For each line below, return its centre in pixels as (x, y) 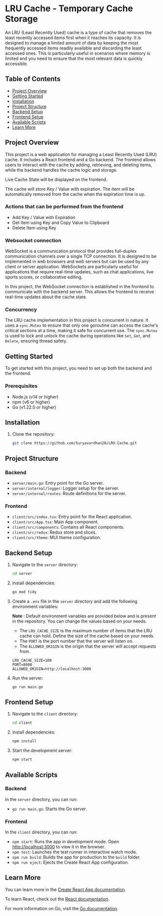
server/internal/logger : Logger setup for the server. (66, 488)
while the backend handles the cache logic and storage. (61, 170)
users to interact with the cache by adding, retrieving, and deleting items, (79, 165)
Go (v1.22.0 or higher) (34, 407)
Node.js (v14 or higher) (35, 397)
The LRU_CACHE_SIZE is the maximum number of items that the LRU (86, 630)
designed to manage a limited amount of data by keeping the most (72, 43)
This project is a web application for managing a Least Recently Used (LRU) (81, 154)
